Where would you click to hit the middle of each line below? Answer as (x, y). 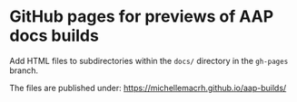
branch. (24, 70)
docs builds (54, 36)
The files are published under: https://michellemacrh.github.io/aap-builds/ (148, 88)
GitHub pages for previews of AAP (142, 17)
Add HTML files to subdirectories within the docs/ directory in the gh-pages (149, 60)
